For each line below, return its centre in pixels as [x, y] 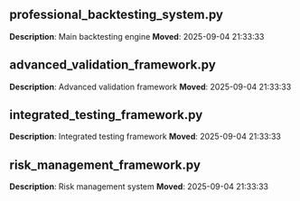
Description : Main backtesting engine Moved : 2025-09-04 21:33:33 [137, 36]
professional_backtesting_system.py [117, 15]
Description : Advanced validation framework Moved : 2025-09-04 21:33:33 [150, 87]
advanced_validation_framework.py [113, 65]
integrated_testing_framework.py [106, 115]
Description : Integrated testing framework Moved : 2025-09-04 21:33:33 [145, 137]
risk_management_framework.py [105, 164]
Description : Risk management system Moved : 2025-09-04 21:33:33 [139, 187]
